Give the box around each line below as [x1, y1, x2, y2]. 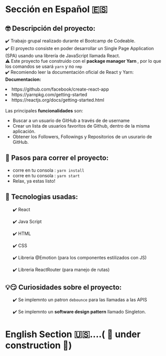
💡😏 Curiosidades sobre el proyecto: [5, 283, 122, 292]
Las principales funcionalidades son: [5, 108, 84, 113]
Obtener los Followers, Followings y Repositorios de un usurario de [12, 134, 152, 140]
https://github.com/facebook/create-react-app [12, 86, 109, 92]
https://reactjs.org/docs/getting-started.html [12, 97, 105, 103]
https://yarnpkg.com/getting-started [12, 92, 88, 97]
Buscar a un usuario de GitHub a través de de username [12, 117, 130, 124]
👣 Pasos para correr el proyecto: [5, 153, 109, 163]
